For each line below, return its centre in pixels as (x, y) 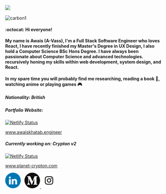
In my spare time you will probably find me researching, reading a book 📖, (83, 79)
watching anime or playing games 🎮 (44, 84)
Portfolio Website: (24, 110)
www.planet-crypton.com (32, 166)
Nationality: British (25, 97)
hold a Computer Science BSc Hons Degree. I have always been (72, 51)
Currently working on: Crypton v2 (41, 143)
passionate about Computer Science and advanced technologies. (74, 57)
